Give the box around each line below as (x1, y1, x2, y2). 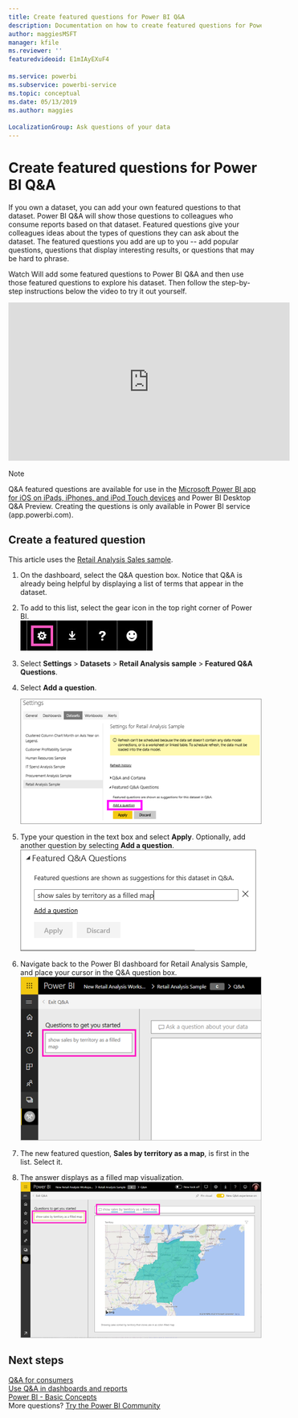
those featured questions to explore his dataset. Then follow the (8, 277, 220, 287)
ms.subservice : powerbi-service (8, 80, 116, 88)
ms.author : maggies (8, 106, 74, 114)
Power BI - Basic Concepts (8, 1391, 98, 1402)
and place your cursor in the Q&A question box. (19, 968, 178, 977)
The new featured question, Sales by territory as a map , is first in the (19, 1148, 250, 1158)
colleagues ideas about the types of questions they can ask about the (8, 227, 239, 237)
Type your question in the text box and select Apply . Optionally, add (19, 832, 247, 842)
